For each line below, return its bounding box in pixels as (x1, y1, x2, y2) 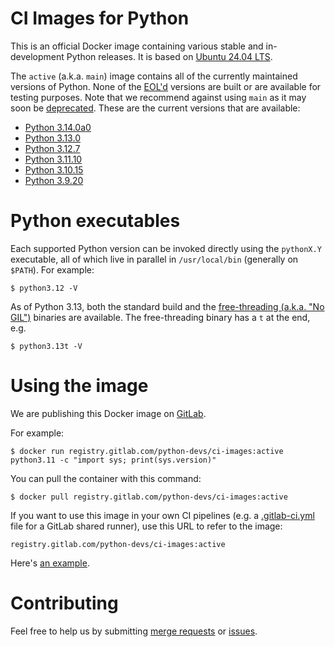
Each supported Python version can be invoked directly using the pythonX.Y (10, 242, 322, 254)
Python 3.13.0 (24, 132, 81, 144)
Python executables (10, 210, 181, 232)
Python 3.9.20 (24, 174, 84, 186)
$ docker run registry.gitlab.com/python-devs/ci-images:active (10, 446, 284, 456)
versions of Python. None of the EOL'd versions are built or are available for (10, 80, 322, 92)
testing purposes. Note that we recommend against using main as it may (10, 91, 307, 103)
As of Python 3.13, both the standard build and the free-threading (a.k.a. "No (10, 300, 325, 312)
